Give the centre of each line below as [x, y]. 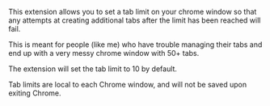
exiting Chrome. [35, 93]
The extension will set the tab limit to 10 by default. [93, 69]
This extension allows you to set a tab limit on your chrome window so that [133, 12]
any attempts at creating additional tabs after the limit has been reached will [135, 20]
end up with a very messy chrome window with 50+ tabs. [104, 53]
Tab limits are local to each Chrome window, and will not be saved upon [128, 85]
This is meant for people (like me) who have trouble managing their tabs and [135, 45]
